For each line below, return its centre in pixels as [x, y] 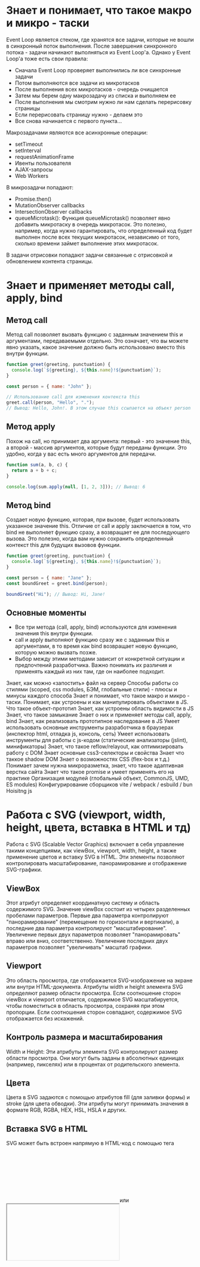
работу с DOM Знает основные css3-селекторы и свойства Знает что [95, 753]
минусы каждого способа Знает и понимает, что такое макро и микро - [98, 696]
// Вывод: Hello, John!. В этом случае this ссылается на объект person [99, 408]
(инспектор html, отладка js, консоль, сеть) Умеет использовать [88, 734]
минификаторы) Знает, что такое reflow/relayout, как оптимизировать [95, 746]
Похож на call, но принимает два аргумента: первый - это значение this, [99, 441]
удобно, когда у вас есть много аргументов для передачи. [81, 454]
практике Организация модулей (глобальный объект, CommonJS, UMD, [98, 778]
